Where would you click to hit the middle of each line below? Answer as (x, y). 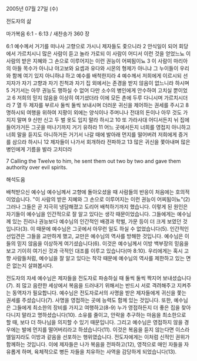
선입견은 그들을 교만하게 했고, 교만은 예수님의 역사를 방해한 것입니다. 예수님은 (95, 236)
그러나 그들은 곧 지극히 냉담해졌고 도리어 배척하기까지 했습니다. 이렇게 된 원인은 (97, 207)
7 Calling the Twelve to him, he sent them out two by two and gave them (94, 161)
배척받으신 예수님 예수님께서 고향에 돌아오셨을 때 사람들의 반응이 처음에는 (90, 192)
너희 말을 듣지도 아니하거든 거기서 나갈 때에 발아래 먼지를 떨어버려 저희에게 (92, 135)
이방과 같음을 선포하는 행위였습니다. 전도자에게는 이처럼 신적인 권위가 (111, 337)
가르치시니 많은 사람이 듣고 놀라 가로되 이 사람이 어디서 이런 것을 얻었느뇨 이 (104, 54)
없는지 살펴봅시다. (33, 266)
